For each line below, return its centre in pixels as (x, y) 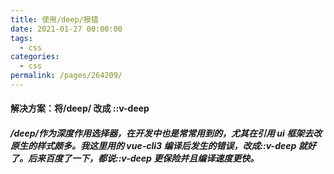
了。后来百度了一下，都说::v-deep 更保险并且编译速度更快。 (135, 158)
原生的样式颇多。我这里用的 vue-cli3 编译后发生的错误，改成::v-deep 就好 (163, 146)
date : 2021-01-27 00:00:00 (66, 29)
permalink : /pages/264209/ (66, 76)
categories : (35, 57)
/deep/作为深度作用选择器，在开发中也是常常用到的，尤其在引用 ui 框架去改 (166, 133)
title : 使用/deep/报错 (54, 19)
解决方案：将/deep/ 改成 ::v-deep (80, 108)
